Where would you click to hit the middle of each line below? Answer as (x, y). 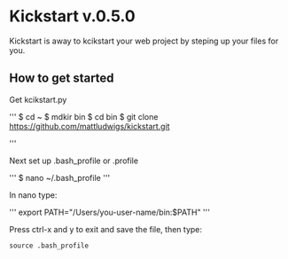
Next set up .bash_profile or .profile (74, 161)
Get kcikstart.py (38, 99)
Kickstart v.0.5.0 (72, 16)
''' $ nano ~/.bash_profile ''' (60, 177)
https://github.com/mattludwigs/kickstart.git (90, 126)
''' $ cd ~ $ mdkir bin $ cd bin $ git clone (84, 116)
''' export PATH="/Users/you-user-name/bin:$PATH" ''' (110, 212)
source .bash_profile (49, 246)
